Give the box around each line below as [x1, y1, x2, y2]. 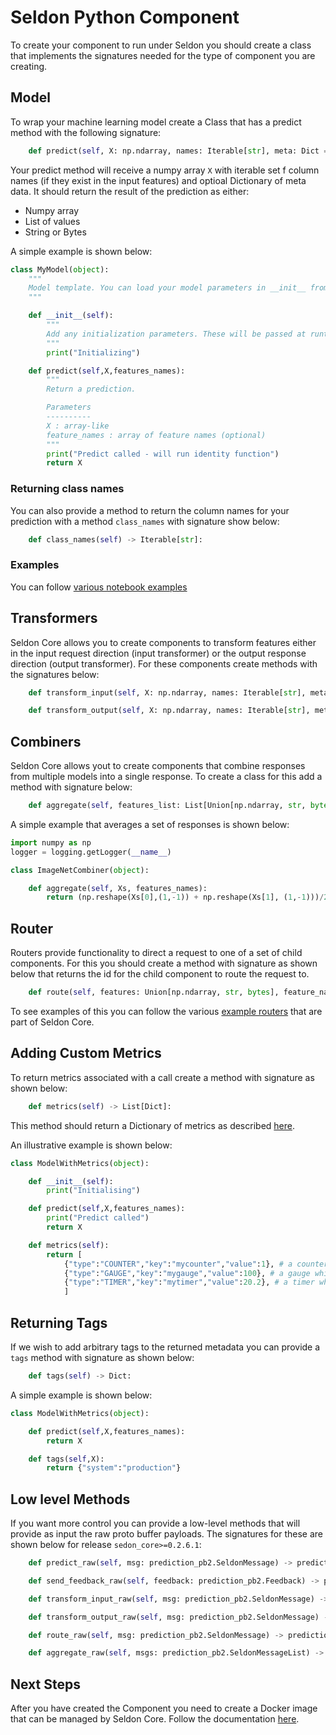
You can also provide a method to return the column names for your [10, 504, 290, 516]
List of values [24, 215, 81, 227]
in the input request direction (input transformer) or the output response [10, 647, 307, 659]
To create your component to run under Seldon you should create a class [10, 39, 312, 51]
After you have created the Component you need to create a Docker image [10, 1702, 318, 1715]
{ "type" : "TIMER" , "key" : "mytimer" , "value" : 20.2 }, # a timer [63, 1277, 315, 1288]
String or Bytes [24, 226, 87, 238]
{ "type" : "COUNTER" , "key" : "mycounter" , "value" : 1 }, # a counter [63, 1259, 329, 1269]
